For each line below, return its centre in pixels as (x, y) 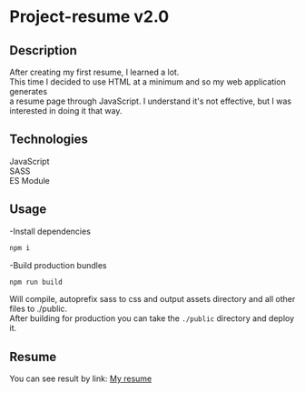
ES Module (30, 180)
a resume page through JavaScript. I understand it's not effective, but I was (151, 101)
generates (29, 91)
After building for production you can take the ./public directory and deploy (152, 318)
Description (43, 50)
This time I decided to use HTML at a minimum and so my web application (148, 82)
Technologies (49, 140)
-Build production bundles (58, 265)
